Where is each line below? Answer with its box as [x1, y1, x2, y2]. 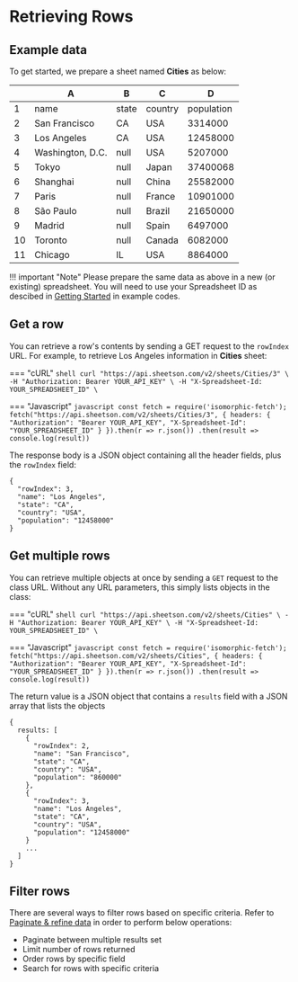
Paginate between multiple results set [22, 934, 162, 945]
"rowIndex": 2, [32, 741, 91, 750]
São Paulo [34, 205, 78, 217]
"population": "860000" [32, 772, 123, 781]
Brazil [145, 205, 171, 217]
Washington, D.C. [34, 147, 108, 158]
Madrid [34, 219, 65, 231]
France [145, 191, 176, 202]
